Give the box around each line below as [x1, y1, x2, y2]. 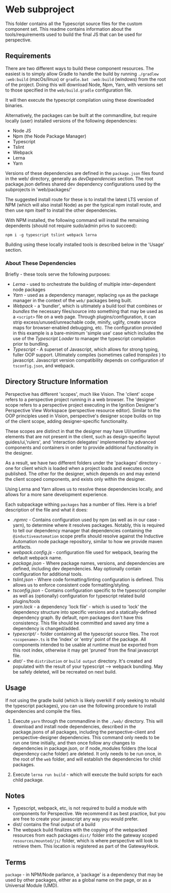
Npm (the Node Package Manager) [12, 133, 87, 139]
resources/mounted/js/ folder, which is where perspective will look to [12, 838, 158, 844]
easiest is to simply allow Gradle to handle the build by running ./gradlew [5, 71, 159, 77]
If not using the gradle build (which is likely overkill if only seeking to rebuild [5, 697, 165, 703]
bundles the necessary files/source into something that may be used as [12, 308, 163, 315]
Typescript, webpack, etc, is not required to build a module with [12, 805, 147, 811]
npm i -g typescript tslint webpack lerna [5, 232, 97, 237]
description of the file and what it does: [5, 506, 88, 512]
